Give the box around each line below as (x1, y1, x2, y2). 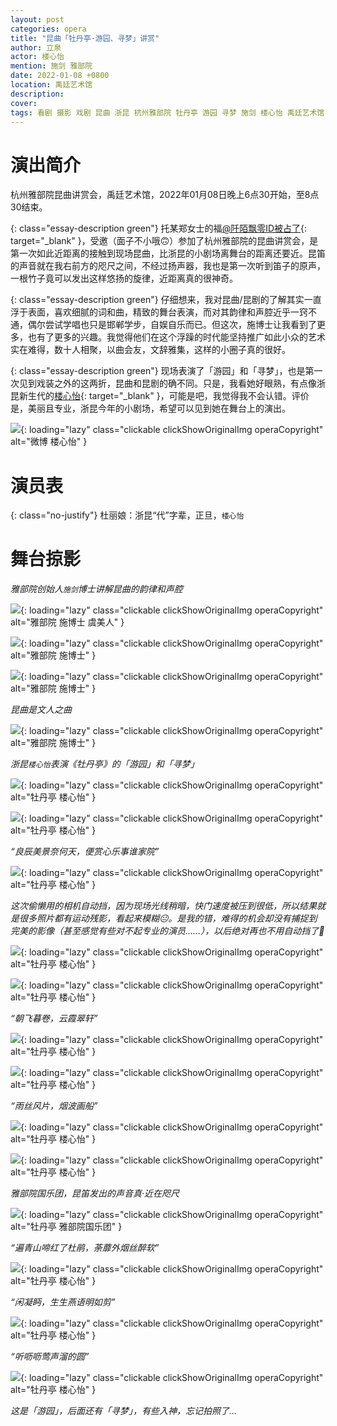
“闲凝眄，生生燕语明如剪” (10, 1296, 116, 1308)
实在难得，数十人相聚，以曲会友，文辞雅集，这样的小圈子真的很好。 (10, 344, 291, 356)
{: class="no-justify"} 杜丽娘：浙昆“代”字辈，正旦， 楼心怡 (10, 509, 245, 521)
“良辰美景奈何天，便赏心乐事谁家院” (10, 846, 160, 858)
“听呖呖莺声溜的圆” (10, 1351, 90, 1363)
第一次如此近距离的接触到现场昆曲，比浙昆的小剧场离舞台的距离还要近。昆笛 (10, 247, 326, 260)
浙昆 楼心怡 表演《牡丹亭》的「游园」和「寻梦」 (10, 758, 200, 770)
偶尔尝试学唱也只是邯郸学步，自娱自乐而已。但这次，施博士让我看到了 (27, 319, 317, 331)
